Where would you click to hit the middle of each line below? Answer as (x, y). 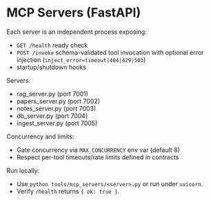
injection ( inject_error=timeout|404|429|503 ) (81, 59)
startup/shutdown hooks (51, 67)
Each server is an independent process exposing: (77, 32)
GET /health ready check (52, 45)
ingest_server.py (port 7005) (57, 123)
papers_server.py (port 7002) (58, 101)
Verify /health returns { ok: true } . (68, 191)
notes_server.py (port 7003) (56, 108)
